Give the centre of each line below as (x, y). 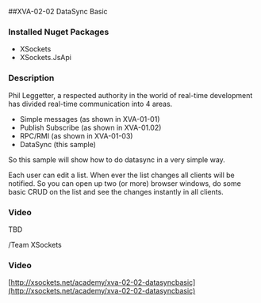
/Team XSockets (35, 244)
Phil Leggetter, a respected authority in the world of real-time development (130, 95)
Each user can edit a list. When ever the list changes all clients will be (122, 175)
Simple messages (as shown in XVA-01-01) (90, 119)
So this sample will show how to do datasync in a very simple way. (117, 159)
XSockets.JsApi (45, 58)
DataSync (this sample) (58, 144)
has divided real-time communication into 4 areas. (90, 104)
